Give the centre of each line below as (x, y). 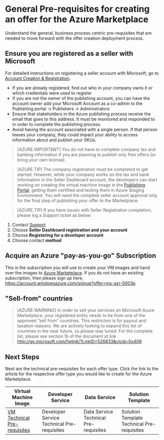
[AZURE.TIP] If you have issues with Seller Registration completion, (84, 210)
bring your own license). (41, 160)
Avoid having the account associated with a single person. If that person (85, 129)
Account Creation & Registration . (38, 78)
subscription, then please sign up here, (44, 278)
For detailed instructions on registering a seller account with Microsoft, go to (82, 73)
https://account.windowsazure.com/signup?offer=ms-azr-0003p (70, 283)
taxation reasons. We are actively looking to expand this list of (79, 326)
